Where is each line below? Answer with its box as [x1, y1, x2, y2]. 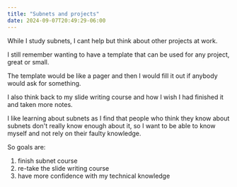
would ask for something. [7, 79, 81, 87]
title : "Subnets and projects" [7, 10, 100, 18]
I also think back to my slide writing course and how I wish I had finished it [7, 93, 224, 101]
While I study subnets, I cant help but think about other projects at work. [7, 36, 218, 45]
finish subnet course [17, 157, 78, 165]
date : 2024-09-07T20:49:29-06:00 [7, 17, 106, 24]
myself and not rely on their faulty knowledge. [7, 129, 141, 137]
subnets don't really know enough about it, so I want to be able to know [7, 121, 216, 130]
